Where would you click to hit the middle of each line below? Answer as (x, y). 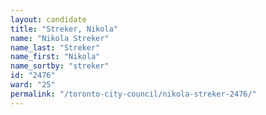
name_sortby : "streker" (60, 66)
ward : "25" (33, 85)
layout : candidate (48, 19)
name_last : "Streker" (55, 47)
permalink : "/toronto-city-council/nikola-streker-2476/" (133, 94)
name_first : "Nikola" (55, 57)
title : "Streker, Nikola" (64, 29)
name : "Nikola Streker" (60, 38)
